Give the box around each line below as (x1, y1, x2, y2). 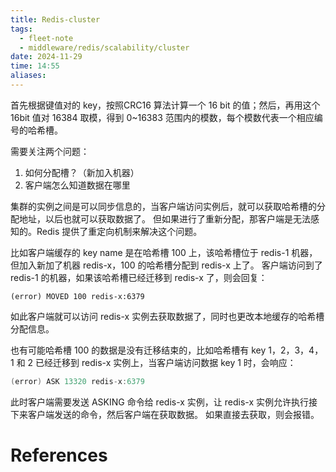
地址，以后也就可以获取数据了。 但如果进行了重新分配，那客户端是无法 (18, 212, 311, 225)
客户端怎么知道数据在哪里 (24, 179, 131, 191)
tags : (10, 24, 33, 34)
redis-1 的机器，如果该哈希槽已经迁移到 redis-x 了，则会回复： (10, 271, 268, 283)
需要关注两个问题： (10, 145, 90, 157)
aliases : (10, 71, 47, 81)
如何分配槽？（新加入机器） (24, 166, 140, 178)
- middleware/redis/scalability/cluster (19, 42, 190, 53)
